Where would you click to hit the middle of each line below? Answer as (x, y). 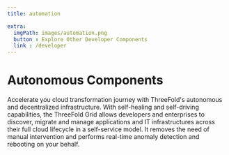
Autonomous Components (85, 80)
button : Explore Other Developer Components (81, 39)
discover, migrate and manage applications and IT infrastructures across (111, 122)
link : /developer (40, 46)
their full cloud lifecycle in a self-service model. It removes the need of (109, 129)
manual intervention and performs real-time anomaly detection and (103, 137)
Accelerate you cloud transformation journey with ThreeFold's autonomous (115, 100)
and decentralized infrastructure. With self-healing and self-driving (103, 107)
